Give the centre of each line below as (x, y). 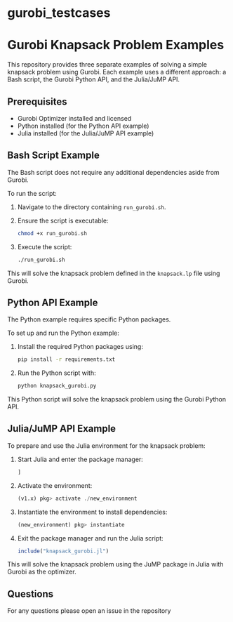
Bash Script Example (53, 155)
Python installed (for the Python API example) (83, 126)
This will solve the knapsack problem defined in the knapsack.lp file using (114, 273)
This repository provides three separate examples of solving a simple (107, 65)
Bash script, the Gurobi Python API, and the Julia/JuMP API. (94, 79)
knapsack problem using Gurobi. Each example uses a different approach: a (117, 72)
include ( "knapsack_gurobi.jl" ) (63, 551)
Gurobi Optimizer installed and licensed (74, 118)
